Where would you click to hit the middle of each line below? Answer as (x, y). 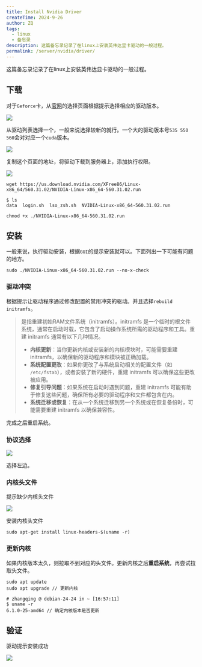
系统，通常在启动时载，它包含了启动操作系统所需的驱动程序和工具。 (105, 329)
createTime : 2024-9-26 (35, 18)
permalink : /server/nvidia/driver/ (51, 51)
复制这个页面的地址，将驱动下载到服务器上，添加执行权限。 (80, 161)
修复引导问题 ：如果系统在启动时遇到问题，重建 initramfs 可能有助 (111, 387)
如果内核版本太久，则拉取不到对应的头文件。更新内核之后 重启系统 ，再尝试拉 (101, 563)
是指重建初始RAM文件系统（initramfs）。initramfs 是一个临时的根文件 (106, 321)
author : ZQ (20, 23)
